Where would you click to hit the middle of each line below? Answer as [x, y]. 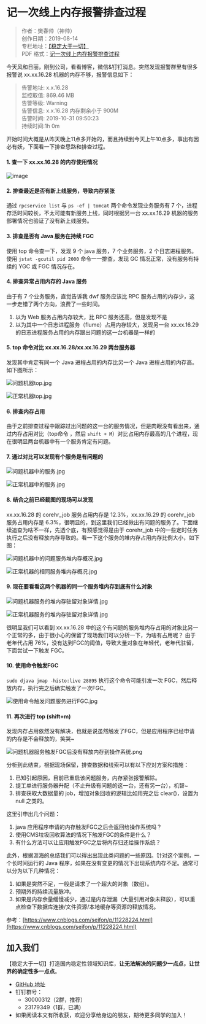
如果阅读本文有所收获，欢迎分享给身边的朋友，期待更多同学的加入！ [101, 1015]
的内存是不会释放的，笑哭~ [40, 739]
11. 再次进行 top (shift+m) [39, 716]
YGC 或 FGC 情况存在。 [48, 266]
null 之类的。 [31, 801]
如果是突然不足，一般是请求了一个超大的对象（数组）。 [84, 884]
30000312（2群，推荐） [55, 999]
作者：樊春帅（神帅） [48, 31]
